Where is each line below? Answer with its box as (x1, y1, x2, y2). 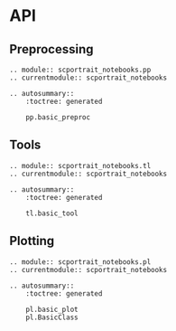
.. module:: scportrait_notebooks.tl (9, 161, 152, 170)
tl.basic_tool (25, 209, 79, 218)
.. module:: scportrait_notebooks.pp (9, 65, 152, 74)
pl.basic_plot (25, 305, 79, 314)
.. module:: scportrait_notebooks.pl (9, 257, 152, 267)
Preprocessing (9, 42, 94, 57)
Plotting (9, 233, 55, 249)
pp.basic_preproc (25, 113, 91, 122)
